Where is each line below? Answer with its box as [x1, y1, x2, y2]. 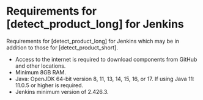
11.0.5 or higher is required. [15, 81, 84, 89]
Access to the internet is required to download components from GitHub [15, 55, 197, 63]
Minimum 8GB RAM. [15, 68, 66, 76]
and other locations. [15, 62, 66, 70]
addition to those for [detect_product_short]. [6, 44, 118, 51]
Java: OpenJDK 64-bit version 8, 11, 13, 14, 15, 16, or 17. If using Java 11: [15, 75, 194, 82]
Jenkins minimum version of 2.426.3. [15, 88, 109, 95]
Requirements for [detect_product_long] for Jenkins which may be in [6, 37, 179, 45]
